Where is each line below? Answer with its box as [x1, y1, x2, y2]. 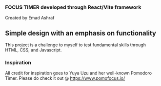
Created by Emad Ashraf [5, 15, 55, 21]
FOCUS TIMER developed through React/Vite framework [5, 4, 141, 11]
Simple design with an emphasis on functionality [5, 29, 156, 37]
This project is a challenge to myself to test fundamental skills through [5, 42, 146, 48]
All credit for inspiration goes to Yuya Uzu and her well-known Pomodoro [5, 70, 152, 76]
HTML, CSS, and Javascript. [5, 47, 62, 53]
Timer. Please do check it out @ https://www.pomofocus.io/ [5, 75, 125, 81]
